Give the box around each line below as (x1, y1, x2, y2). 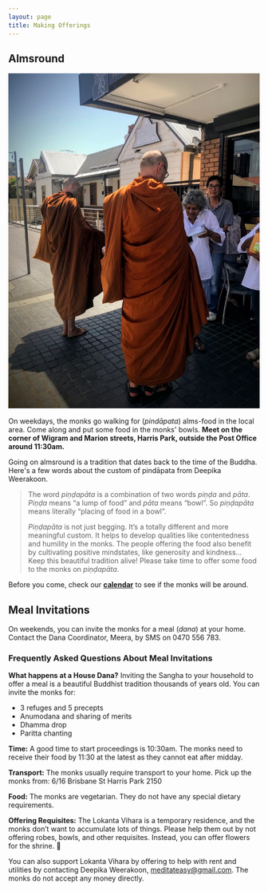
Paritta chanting (19, 728, 73, 738)
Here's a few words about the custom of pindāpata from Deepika (8, 466, 222, 475)
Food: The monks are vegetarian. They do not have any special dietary (8, 792, 241, 802)
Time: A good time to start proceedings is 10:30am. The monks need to (8, 744, 243, 754)
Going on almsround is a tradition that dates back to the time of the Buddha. (8, 457, 258, 467)
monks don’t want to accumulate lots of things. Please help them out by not (8, 824, 257, 834)
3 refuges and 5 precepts (19, 703, 104, 713)
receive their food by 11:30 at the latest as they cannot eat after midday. (8, 752, 243, 762)
